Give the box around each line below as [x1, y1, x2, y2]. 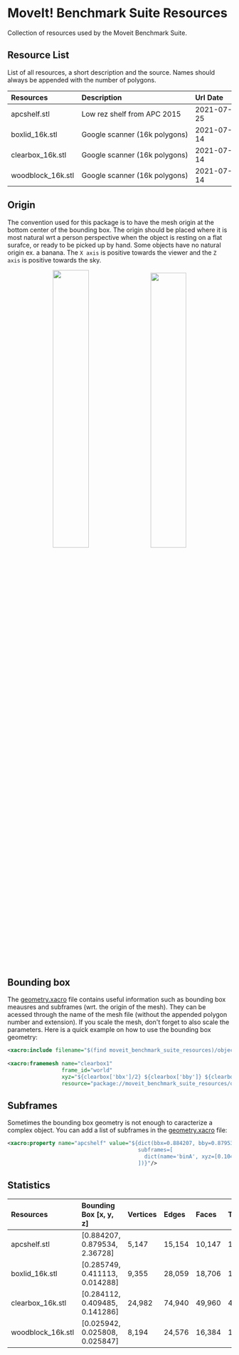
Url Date [195, 93, 224, 102]
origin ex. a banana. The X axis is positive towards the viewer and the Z [7, 248, 217, 257]
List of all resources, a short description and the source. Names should [7, 68, 216, 76]
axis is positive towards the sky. [7, 255, 102, 264]
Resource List [7, 49, 70, 61]
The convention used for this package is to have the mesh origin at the [7, 218, 215, 226]
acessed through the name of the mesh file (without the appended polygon [7, 1011, 228, 1019]
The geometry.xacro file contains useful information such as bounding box [7, 995, 226, 1004]
